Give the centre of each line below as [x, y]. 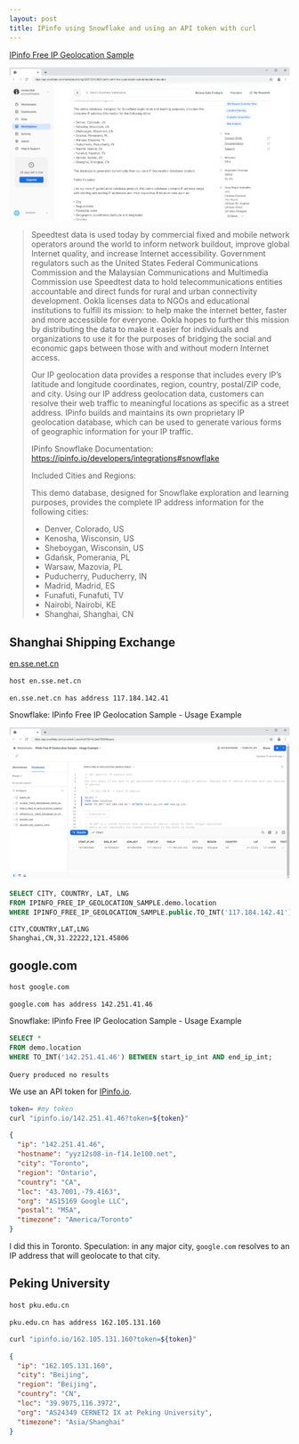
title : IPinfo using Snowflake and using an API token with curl [133, 28]
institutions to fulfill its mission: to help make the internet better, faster [159, 311]
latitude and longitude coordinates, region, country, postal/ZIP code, [156, 385]
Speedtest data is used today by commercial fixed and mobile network [160, 235]
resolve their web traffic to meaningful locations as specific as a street [160, 403]
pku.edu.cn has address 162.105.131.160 [85, 1322]
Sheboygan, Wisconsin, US [94, 548]
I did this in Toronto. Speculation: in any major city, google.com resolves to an [149, 1246]
